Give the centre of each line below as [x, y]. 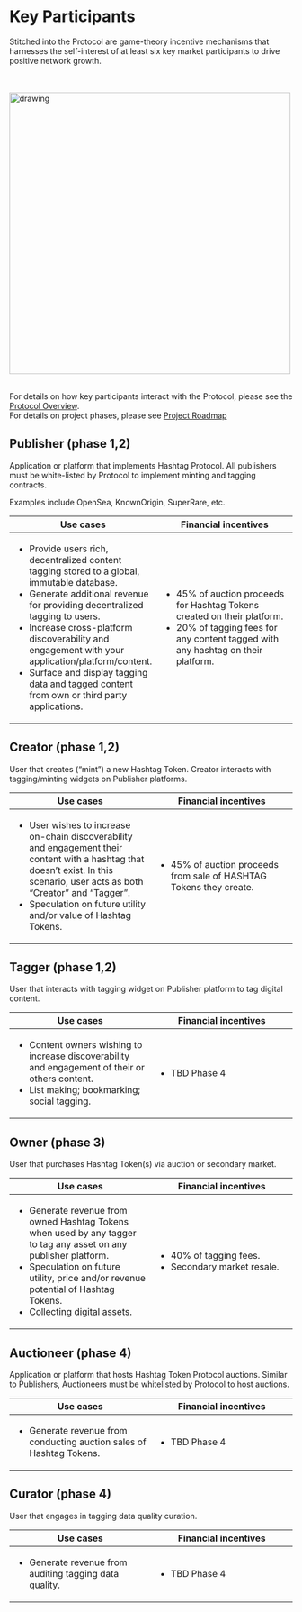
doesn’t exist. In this [71, 870]
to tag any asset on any [78, 1244]
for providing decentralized [86, 605]
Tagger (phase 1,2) [63, 967]
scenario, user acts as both [86, 881]
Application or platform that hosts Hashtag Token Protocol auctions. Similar [148, 1375]
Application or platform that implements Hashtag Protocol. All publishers [143, 465]
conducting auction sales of [88, 1442]
